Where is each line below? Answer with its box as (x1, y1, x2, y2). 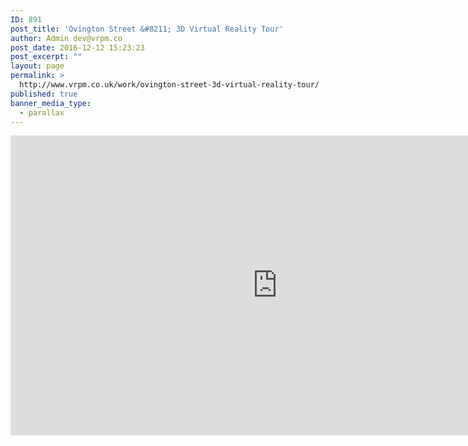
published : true (10, 89, 78, 99)
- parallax (19, 107, 65, 118)
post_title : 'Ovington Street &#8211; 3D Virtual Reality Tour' (10, 24, 284, 34)
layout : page (10, 61, 65, 71)
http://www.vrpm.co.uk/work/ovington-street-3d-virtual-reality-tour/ (19, 80, 320, 90)
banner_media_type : (10, 98, 92, 108)
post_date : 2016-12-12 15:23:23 (10, 42, 145, 53)
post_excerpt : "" (10, 52, 83, 62)
